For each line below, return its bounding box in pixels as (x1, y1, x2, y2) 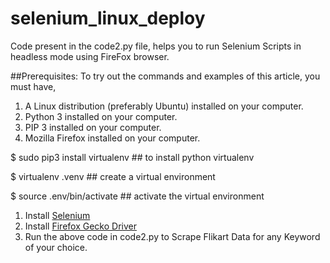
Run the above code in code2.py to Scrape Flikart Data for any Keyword (24, 230, 321, 242)
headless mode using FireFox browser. (10, 50, 170, 62)
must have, (10, 80, 57, 92)
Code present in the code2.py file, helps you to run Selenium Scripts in (10, 40, 302, 52)
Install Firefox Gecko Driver (24, 220, 137, 232)
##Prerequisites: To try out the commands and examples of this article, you (10, 70, 321, 82)
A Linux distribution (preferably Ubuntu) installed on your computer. (24, 100, 304, 112)
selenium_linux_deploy (10, 7, 206, 30)
